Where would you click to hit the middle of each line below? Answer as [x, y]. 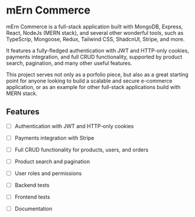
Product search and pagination [52, 161]
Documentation [33, 209]
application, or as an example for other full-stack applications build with [93, 87]
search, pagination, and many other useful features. [69, 63]
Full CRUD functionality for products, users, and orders [82, 149]
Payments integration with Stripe [54, 138]
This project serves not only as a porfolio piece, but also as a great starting [97, 74]
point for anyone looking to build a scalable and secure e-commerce [89, 81]
